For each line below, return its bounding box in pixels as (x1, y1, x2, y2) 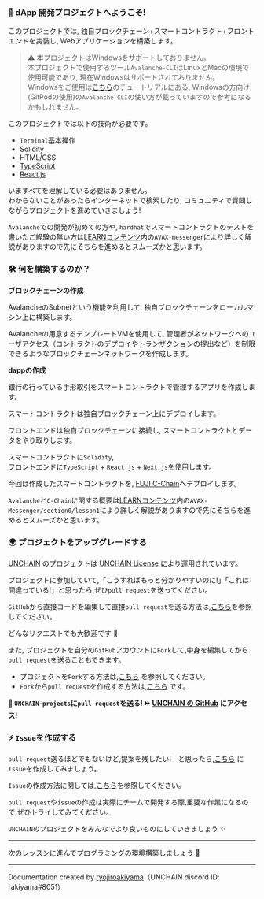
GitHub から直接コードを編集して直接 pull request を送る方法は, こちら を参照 (8, 601, 253, 611)
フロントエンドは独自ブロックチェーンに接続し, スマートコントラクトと (8, 425, 239, 435)
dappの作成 (8, 365, 46, 375)
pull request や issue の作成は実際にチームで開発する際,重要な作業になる (8, 797, 242, 807)
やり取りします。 (21, 435, 77, 444)
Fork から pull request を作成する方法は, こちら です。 (19, 682, 190, 691)
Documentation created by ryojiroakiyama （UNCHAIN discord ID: (8, 872, 220, 882)
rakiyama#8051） (8, 882, 65, 892)
